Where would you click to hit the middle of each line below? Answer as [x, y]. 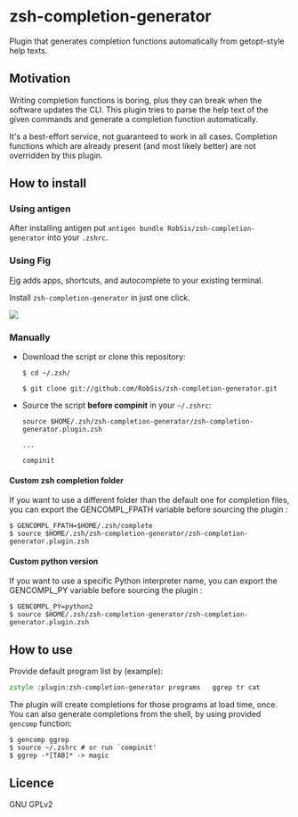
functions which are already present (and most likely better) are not [133, 145]
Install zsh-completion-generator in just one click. [100, 297]
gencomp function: [41, 723]
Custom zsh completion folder [67, 480]
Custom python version [54, 561]
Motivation [40, 79]
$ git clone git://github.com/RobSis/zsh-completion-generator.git [149, 389]
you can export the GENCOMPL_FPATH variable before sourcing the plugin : [149, 509]
